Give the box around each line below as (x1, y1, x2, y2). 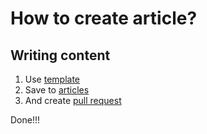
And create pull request (24, 95, 122, 106)
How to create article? (10, 7, 198, 30)
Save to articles (24, 84, 90, 96)
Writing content (10, 47, 111, 64)
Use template (24, 73, 81, 85)
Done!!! (10, 114, 41, 126)
